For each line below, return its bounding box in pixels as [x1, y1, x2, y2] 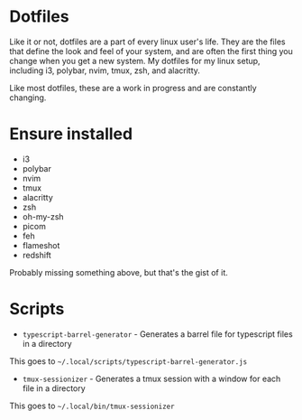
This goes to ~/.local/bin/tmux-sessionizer [9, 400, 175, 411]
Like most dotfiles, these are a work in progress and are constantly [9, 82, 257, 93]
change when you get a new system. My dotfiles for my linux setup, [9, 55, 261, 66]
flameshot [22, 239, 60, 250]
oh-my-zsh [22, 210, 65, 222]
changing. [9, 92, 47, 103]
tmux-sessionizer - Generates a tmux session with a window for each [22, 373, 281, 384]
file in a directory [22, 382, 86, 394]
